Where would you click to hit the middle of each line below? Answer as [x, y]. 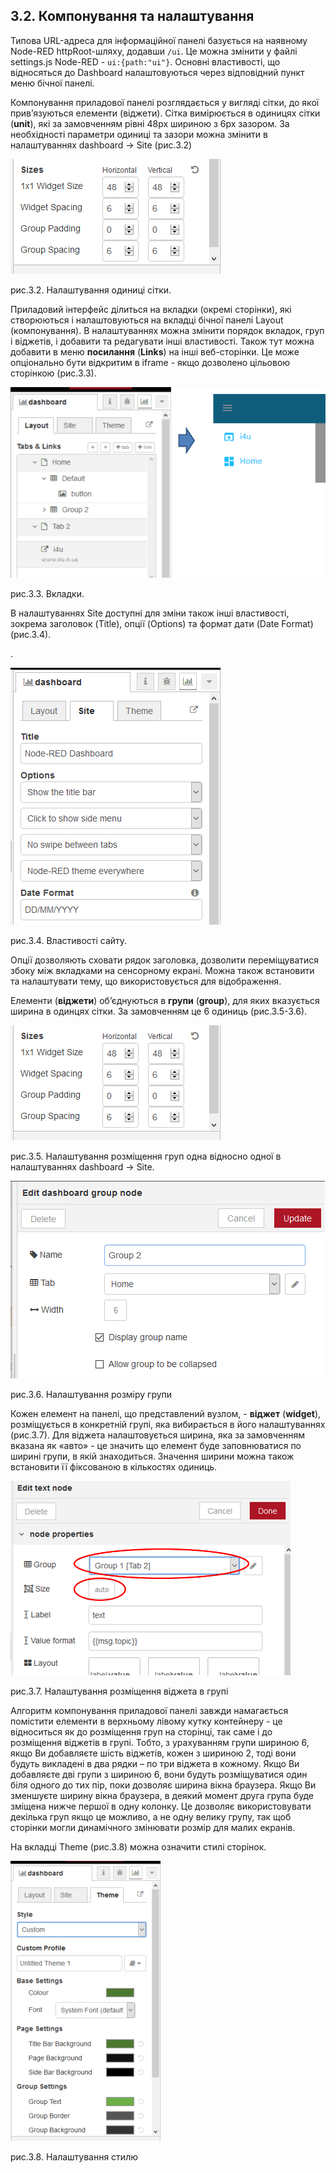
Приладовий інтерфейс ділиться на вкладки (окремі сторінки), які [151, 309]
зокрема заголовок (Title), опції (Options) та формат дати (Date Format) [162, 624]
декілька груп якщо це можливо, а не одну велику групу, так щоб [151, 1817]
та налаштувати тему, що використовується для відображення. [146, 981]
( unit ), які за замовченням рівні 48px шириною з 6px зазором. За [150, 123]
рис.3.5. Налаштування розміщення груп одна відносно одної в [146, 1156]
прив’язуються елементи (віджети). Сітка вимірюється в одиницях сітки [165, 113]
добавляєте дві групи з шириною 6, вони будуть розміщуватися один [159, 1775]
